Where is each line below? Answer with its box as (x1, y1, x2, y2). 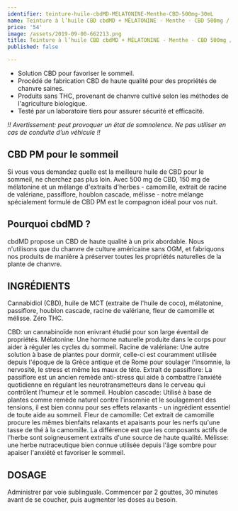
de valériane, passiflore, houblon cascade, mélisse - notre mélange (7, 189, 204, 199)
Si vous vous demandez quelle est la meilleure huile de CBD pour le (7, 167, 204, 176)
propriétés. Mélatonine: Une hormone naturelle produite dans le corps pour (7, 335, 227, 344)
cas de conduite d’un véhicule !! (7, 128, 101, 136)
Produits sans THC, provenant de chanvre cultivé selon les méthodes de (17, 92, 229, 100)
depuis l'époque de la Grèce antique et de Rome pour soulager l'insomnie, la (7, 358, 231, 366)
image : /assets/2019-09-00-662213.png (7, 30, 122, 38)
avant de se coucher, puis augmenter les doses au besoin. (7, 495, 178, 504)
